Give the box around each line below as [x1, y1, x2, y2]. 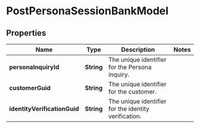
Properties [6, 28, 46, 38]
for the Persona [108, 63, 152, 71]
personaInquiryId [9, 63, 60, 71]
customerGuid [9, 84, 51, 92]
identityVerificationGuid [9, 105, 79, 113]
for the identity [108, 105, 150, 113]
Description [121, 46, 155, 54]
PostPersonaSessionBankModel [6, 4, 168, 18]
